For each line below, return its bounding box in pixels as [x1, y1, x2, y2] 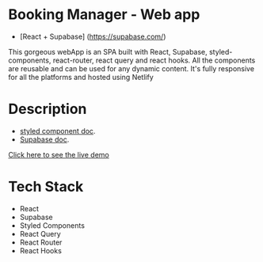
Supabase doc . [19, 135, 70, 144]
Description [8, 101, 87, 118]
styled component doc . [19, 126, 96, 135]
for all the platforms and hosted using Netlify [8, 72, 154, 82]
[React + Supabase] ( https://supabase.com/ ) [19, 32, 166, 41]
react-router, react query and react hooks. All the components [52, 55, 256, 65]
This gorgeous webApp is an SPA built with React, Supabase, [8, 47, 208, 56]
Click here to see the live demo [8, 150, 109, 159]
